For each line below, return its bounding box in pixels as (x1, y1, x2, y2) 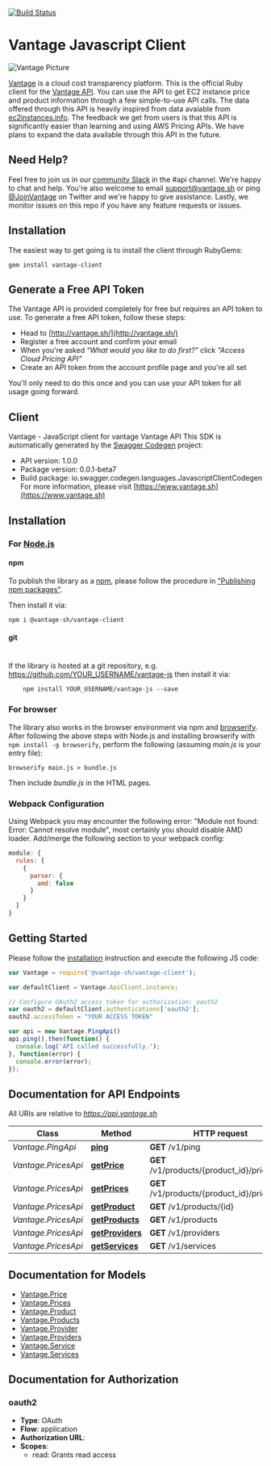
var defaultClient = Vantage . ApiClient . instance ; (8, 983, 179, 991)
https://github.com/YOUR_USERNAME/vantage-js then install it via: (8, 670, 231, 679)
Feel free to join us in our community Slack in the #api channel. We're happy (8, 174, 262, 184)
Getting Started (8, 931, 88, 945)
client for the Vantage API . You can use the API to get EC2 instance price (8, 86, 250, 96)
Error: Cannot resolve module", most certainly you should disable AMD (8, 825, 244, 835)
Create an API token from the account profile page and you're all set (19, 363, 248, 372)
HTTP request (193, 1128, 248, 1139)
